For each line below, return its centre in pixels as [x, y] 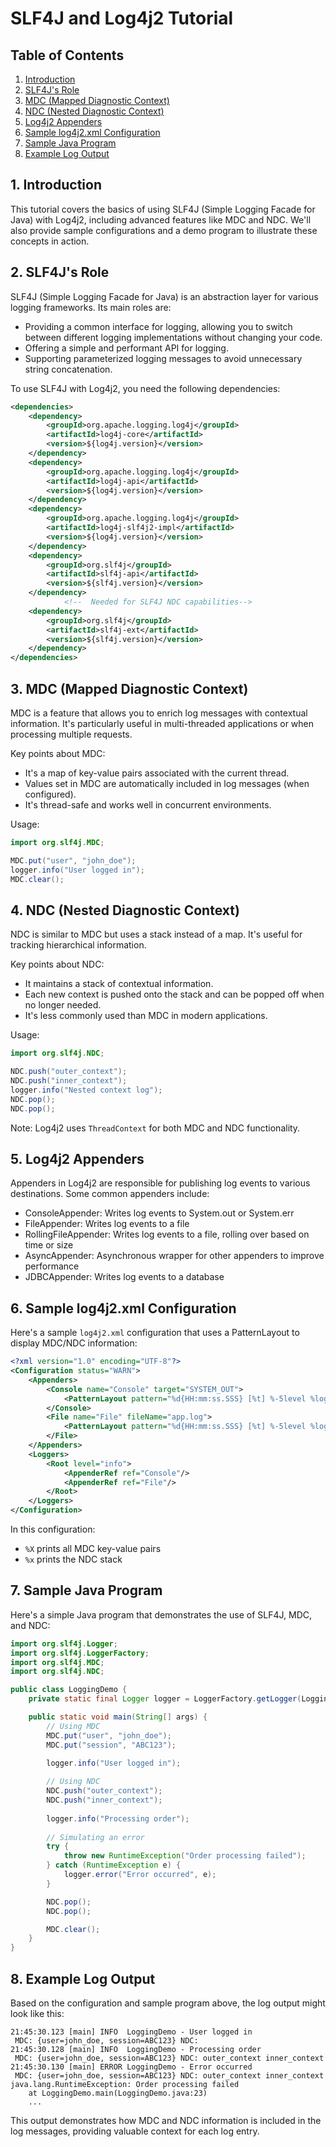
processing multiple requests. [71, 734]
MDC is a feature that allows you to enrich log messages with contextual [159, 713]
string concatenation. [68, 369]
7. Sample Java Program [86, 1590]
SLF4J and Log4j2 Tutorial [122, 18]
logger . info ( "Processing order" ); [118, 1818]
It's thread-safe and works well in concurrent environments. [148, 804]
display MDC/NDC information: [74, 1343]
